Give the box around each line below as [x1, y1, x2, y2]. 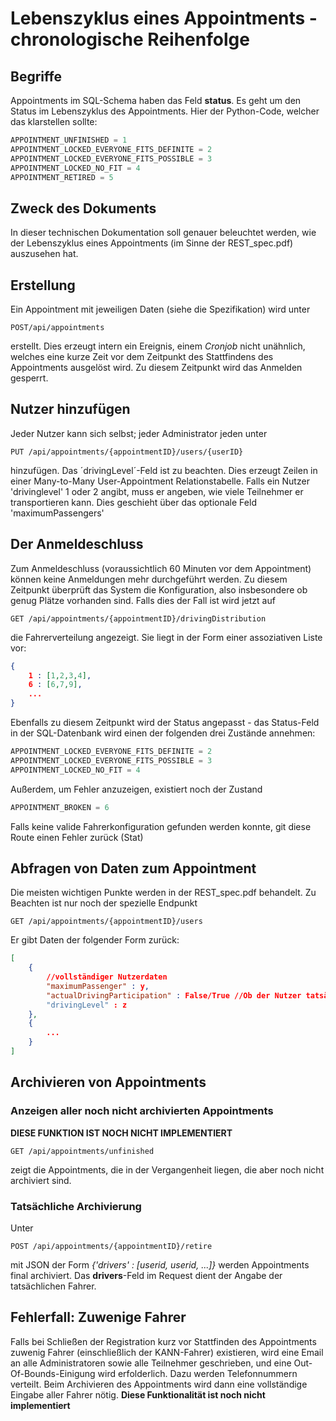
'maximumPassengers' [10, 507, 105, 519]
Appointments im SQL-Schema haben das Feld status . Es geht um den [10, 95, 302, 106]
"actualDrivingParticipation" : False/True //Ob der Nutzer [46, 990, 302, 1001]
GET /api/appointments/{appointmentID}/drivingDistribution [10, 613, 267, 624]
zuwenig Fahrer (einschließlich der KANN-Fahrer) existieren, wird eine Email [10, 1346, 324, 1358]
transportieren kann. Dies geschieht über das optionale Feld [10, 496, 257, 508]
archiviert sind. [10, 1174, 72, 1186]
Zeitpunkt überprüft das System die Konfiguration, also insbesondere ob [10, 583, 308, 596]
